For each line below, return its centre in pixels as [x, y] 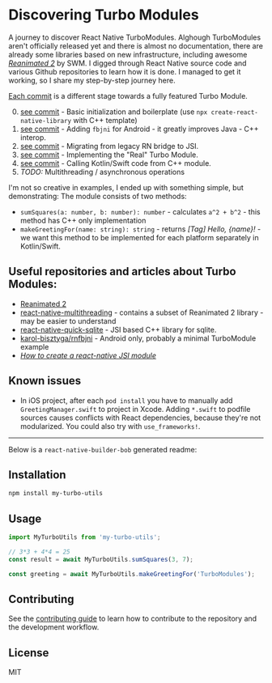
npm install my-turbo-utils [56, 494]
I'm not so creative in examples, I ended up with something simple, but [126, 187]
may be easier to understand [68, 320]
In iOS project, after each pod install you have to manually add [126, 400]
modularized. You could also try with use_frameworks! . [110, 426]
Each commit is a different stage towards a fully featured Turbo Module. [128, 95]
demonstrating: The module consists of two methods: [98, 196]
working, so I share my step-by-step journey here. [92, 80]
